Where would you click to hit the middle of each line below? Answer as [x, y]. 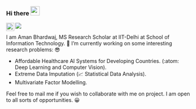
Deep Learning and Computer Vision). [61, 67]
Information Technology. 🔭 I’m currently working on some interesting [89, 44]
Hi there [18, 13]
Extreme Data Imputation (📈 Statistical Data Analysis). [80, 74]
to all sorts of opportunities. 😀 [43, 100]
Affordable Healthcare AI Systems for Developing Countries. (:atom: [97, 61]
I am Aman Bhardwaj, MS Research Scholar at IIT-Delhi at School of [88, 37]
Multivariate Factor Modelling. [51, 82]
